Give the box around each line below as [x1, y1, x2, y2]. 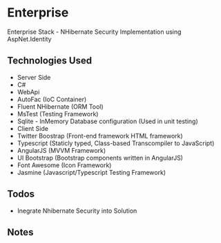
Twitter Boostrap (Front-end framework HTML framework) [17, 131, 183, 140]
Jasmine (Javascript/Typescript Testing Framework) [17, 168, 166, 176]
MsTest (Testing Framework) [17, 109, 99, 118]
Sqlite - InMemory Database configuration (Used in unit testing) [17, 117, 198, 125]
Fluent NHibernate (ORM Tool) [17, 102, 104, 111]
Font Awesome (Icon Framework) [17, 160, 112, 169]
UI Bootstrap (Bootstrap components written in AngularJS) [17, 154, 183, 162]
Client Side [17, 124, 48, 132]
